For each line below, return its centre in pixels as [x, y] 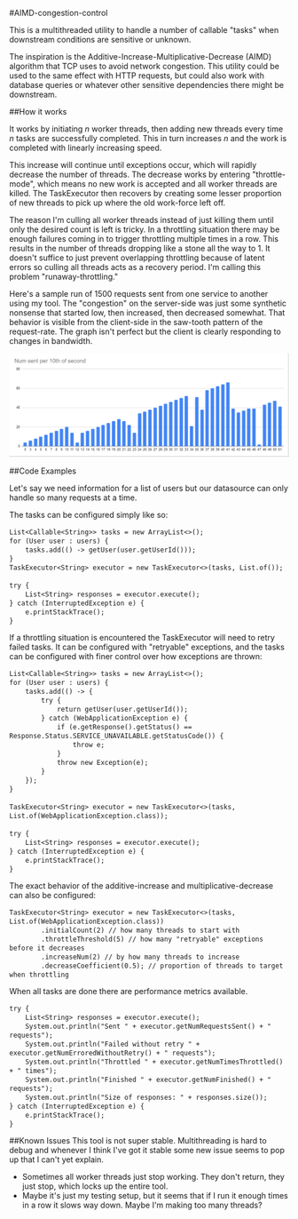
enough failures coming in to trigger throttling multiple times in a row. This [144, 239]
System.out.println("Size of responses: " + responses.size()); [146, 1097]
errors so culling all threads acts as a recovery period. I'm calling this [135, 267]
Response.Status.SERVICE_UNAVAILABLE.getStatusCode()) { [117, 736]
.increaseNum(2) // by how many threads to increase [141, 957]
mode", [22, 184]
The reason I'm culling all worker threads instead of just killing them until [141, 220]
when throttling [39, 975]
